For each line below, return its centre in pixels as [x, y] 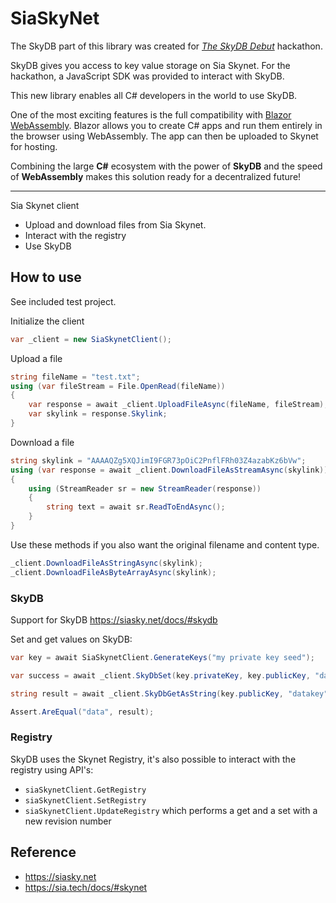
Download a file [42, 442]
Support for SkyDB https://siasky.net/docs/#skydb [114, 619]
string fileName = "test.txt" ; [75, 377]
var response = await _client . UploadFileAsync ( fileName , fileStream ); [178, 405]
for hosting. [34, 146]
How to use [46, 277]
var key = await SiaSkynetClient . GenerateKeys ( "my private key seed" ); [162, 657]
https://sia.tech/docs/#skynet [86, 887]
